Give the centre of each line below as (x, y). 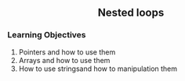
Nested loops (131, 13)
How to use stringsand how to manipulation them (98, 69)
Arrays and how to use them (64, 60)
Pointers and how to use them (67, 52)
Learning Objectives (47, 35)
